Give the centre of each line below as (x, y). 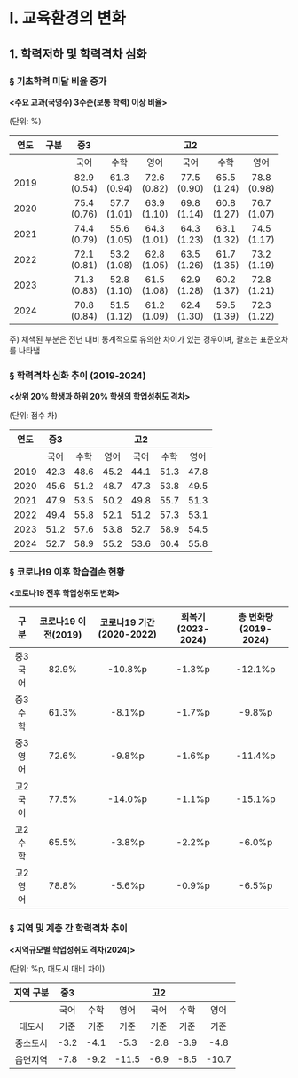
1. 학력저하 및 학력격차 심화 (78, 54)
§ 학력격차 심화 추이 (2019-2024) (78, 376)
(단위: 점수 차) (33, 416)
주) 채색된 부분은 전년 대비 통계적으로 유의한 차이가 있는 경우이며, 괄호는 (133, 339)
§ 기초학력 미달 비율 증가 (58, 81)
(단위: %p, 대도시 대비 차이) (57, 968)
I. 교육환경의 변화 (67, 18)
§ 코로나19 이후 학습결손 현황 (67, 572)
